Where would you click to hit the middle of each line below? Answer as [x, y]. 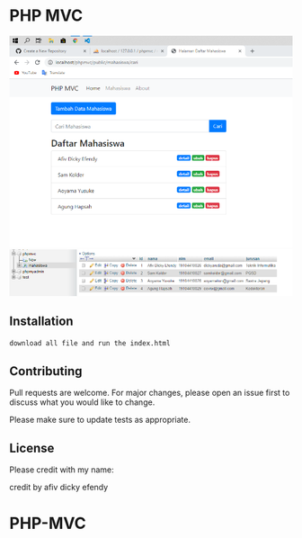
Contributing [46, 371]
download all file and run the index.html [90, 343]
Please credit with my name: [62, 470]
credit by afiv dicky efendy [59, 488]
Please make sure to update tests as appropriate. [100, 420]
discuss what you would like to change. [82, 402]
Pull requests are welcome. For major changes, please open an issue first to [150, 393]
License [32, 448]
